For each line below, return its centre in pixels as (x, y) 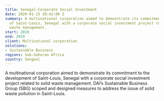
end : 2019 (15, 37)
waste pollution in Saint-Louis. (35, 94)
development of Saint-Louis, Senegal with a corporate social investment (78, 78)
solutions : (16, 46)
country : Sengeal (23, 59)
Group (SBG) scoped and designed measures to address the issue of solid (80, 88)
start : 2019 (17, 32)
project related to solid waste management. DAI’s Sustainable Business (76, 84)
